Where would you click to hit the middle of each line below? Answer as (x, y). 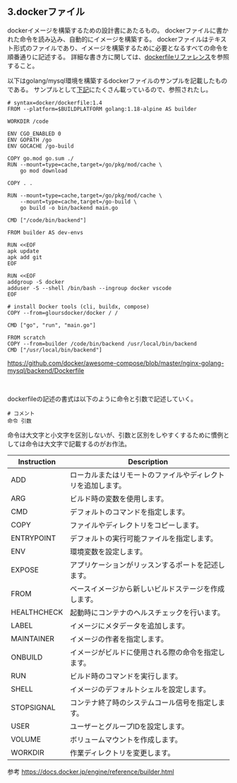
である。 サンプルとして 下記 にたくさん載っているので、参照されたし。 (110, 89)
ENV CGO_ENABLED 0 (34, 133)
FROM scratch (26, 337)
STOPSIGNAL (34, 707)
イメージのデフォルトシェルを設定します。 (140, 689)
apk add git (25, 257)
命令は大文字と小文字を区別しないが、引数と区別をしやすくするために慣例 (115, 435)
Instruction (37, 462)
